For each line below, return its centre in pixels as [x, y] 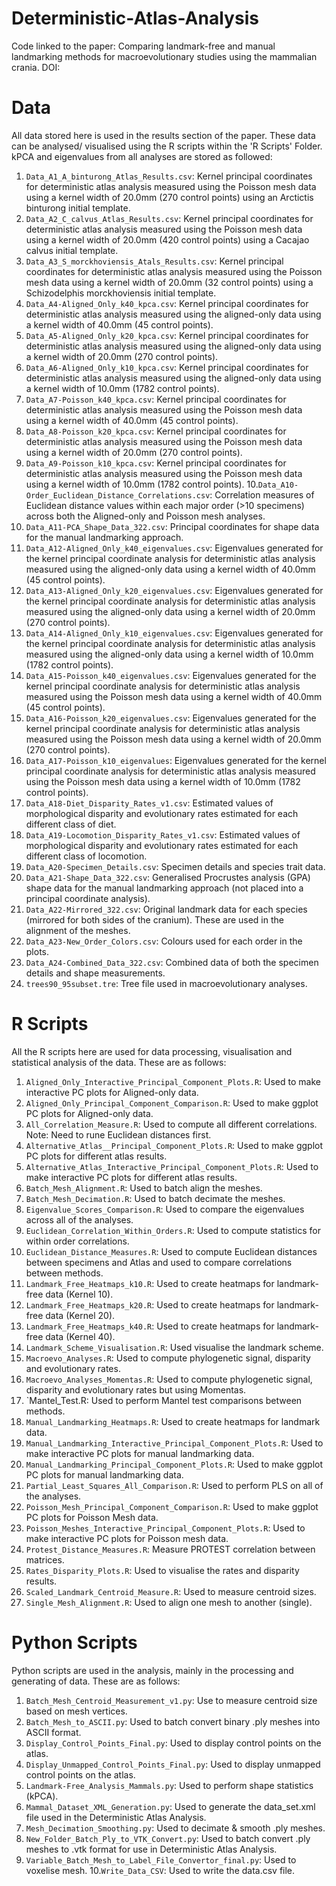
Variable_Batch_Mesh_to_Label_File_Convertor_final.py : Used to [161, 1859]
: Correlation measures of [262, 494]
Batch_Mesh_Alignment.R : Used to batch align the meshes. [144, 1188]
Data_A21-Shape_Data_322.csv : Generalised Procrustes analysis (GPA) [168, 877]
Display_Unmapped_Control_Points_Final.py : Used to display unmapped [173, 1764]
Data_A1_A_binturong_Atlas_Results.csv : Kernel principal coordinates [169, 176]
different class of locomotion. [86, 856]
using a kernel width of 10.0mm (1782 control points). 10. [142, 484]
